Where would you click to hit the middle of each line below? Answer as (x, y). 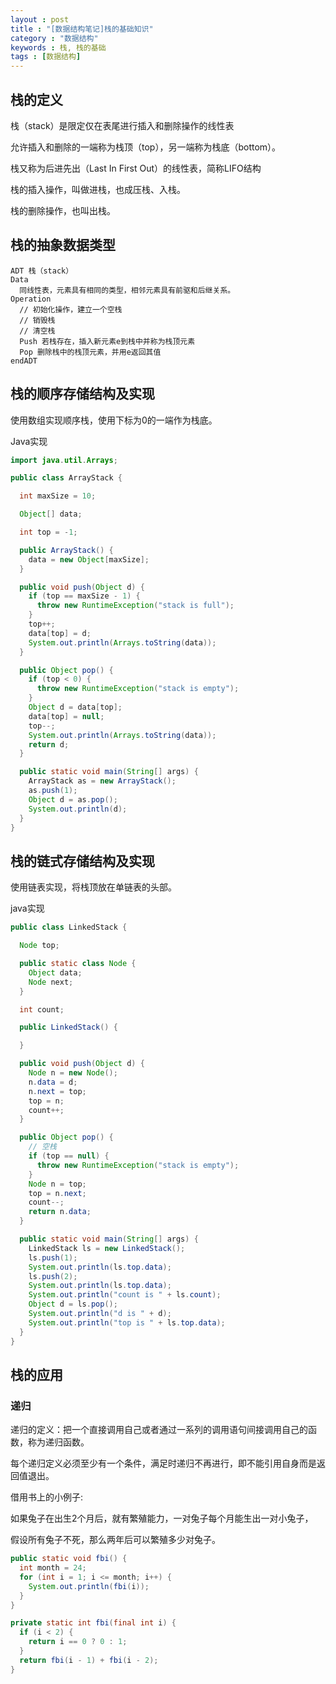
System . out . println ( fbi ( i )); (89, 1586)
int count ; (42, 1009)
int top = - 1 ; (48, 532)
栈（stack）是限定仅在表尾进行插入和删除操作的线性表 (122, 125)
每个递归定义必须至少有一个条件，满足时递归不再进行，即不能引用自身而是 (163, 1463)
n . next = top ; (57, 1091)
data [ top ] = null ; (66, 716)
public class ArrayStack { (66, 478)
